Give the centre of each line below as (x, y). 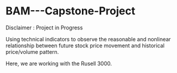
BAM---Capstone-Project (71, 11)
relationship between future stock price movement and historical (85, 45)
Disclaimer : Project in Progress (44, 28)
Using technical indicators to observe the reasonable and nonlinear (88, 39)
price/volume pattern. (32, 51)
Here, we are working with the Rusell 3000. (59, 63)
